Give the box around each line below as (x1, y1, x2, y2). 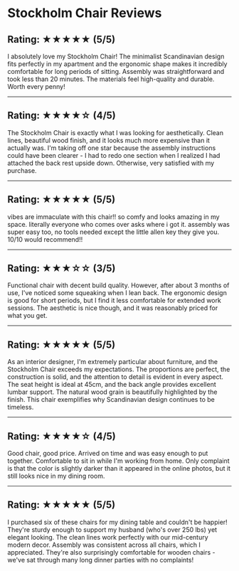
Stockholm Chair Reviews (7, 5, 162, 21)
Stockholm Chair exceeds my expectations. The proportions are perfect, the (7, 365, 230, 374)
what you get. (7, 311, 48, 320)
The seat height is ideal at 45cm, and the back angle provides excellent (7, 380, 217, 389)
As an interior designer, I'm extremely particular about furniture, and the (7, 358, 218, 366)
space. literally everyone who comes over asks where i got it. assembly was (7, 220, 230, 228)
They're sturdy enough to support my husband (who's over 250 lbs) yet (7, 525, 218, 534)
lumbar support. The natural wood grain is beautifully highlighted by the (7, 388, 218, 396)
